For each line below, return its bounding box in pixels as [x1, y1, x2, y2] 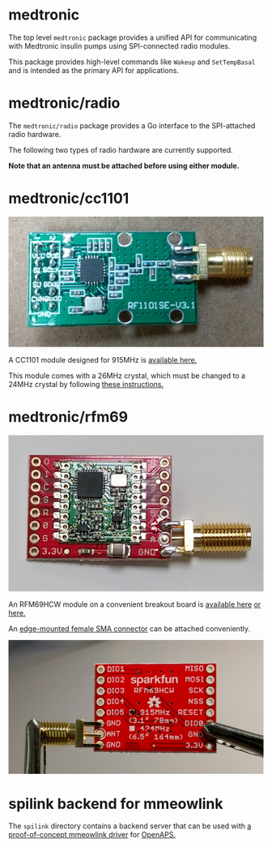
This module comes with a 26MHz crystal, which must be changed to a [8, 371, 245, 381]
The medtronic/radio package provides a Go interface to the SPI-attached [8, 120, 256, 131]
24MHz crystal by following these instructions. [8, 380, 164, 389]
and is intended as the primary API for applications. [8, 65, 180, 75]
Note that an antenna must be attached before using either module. [8, 161, 240, 170]
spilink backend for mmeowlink [8, 794, 224, 813]
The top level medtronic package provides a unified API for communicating [8, 32, 257, 42]
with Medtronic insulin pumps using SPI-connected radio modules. [8, 41, 231, 50]
